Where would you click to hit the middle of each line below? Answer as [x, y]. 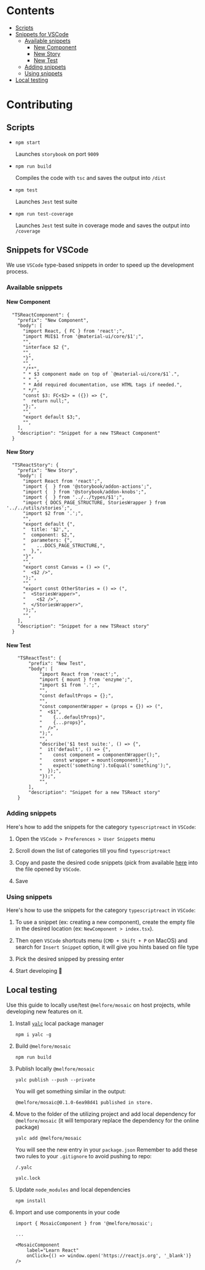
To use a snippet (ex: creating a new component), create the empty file [105, 922]
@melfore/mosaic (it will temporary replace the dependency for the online [107, 1120]
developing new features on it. [45, 1011]
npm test [26, 190]
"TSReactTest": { [40, 658]
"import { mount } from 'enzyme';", [86, 680]
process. [17, 271]
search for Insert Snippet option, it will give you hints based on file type [107, 947]
